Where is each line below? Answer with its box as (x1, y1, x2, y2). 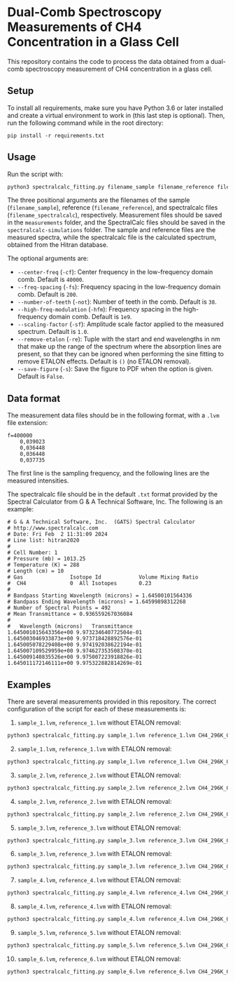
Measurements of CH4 (7, 19, 142, 35)
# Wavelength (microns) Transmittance (7, 623, 133, 630)
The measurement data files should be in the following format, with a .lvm (7, 411, 220, 419)
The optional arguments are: (7, 254, 89, 263)
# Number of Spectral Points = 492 (7, 605, 111, 612)
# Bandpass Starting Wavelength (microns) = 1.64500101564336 (7, 592, 192, 600)
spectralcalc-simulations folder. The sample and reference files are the (7, 226, 216, 234)
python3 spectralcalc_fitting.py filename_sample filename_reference (7, 183, 215, 190)
